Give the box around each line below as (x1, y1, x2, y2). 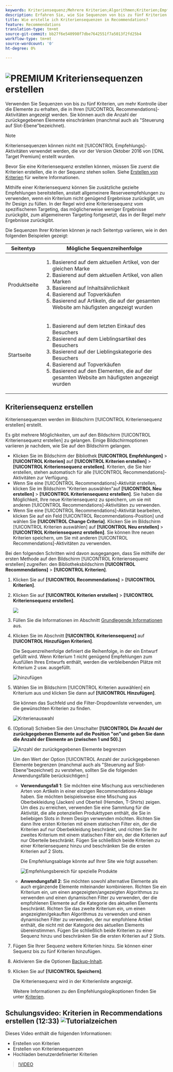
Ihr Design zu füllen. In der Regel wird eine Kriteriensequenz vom (5, 200, 143, 206)
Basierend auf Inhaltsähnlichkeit (52, 284, 130, 291)
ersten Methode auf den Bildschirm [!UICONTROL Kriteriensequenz (5, 556, 148, 562)
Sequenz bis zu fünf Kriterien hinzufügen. (12, 948, 102, 955)
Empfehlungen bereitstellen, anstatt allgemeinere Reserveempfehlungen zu (5, 189, 165, 196)
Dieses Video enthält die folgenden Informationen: (5, 1030, 112, 1036)
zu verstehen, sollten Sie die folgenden (55, 767, 137, 773)
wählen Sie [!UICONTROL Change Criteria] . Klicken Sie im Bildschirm (12, 518, 161, 525)
